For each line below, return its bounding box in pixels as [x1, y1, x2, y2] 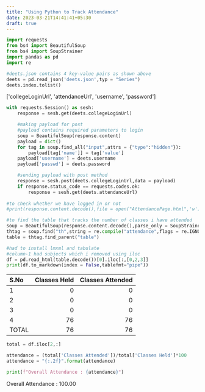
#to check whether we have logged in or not [6, 201, 121, 207]
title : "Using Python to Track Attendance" [6, 9, 119, 15]
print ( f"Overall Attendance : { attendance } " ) [6, 369, 124, 375]
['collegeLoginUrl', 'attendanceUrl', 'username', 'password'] [6, 93, 156, 101]
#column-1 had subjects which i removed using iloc [6, 251, 140, 257]
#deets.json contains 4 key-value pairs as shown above [6, 71, 151, 77]
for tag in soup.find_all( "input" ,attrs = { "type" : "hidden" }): [17, 144, 182, 150]
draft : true [6, 20, 37, 26]
